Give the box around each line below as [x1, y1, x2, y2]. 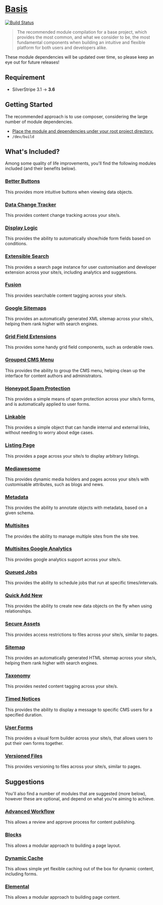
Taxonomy [5, 672, 31, 679]
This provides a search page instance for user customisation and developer [5, 264, 157, 270]
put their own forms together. [5, 740, 64, 746]
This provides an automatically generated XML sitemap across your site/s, [5, 316, 154, 322]
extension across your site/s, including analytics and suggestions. [5, 269, 137, 275]
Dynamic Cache [5, 855, 44, 862]
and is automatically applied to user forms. [5, 401, 91, 407]
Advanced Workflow [5, 808, 55, 815]
